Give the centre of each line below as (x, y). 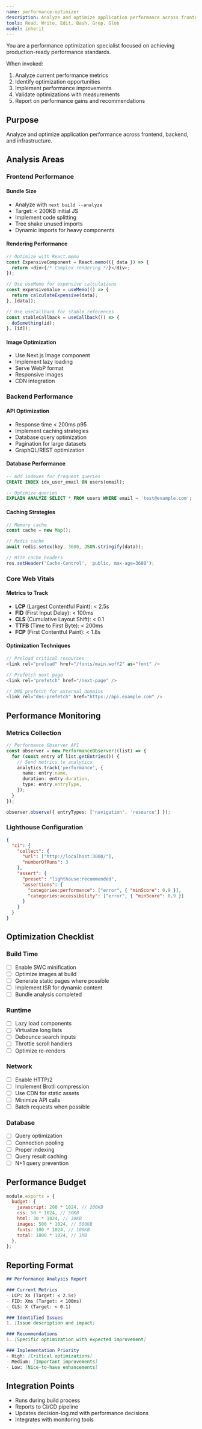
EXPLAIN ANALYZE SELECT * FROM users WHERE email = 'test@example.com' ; (99, 499)
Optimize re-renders (40, 1051)
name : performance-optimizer (43, 12)
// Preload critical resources (45, 659)
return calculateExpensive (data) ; (55, 295)
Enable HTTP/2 (34, 1080)
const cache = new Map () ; (38, 530)
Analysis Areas (35, 160)
